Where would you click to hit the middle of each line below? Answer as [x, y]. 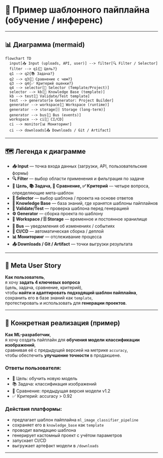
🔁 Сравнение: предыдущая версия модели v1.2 [61, 391]
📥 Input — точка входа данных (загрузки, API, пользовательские [80, 166]
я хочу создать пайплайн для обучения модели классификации [72, 340]
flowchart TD [18, 58]
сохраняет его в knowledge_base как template [58, 425]
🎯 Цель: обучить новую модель [45, 379]
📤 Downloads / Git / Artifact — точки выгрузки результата [72, 244]
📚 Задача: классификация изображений [54, 384]
